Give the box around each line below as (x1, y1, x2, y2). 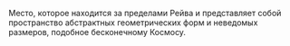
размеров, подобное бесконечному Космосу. (8, 27, 187, 37)
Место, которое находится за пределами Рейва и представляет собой (8, 8, 282, 18)
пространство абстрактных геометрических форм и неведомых (8, 17, 258, 28)
